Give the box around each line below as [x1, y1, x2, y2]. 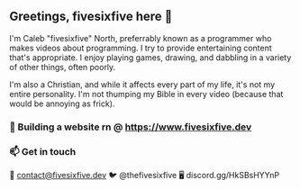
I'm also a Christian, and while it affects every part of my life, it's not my [9, 78, 276, 90]
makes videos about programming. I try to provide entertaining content [9, 42, 272, 53]
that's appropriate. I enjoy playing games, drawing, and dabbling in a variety [9, 51, 292, 63]
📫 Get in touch [9, 145, 77, 157]
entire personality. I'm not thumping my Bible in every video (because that [9, 88, 284, 99]
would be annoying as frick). [9, 98, 115, 109]
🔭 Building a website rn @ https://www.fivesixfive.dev [9, 121, 252, 133]
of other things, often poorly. [9, 61, 116, 72]
